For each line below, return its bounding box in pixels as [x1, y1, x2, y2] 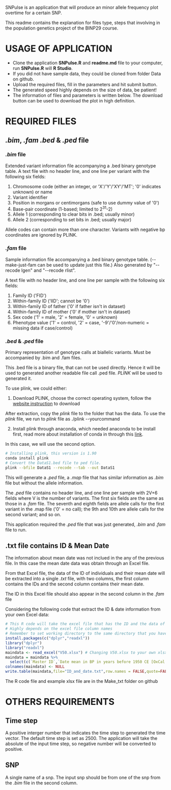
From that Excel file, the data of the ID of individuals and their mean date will [5, 570, 165, 576]
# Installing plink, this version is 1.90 [5, 451, 97, 456]
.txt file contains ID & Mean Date [5, 541, 109, 550]
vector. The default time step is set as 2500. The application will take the [5, 735, 158, 741]
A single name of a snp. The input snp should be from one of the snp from [5, 774, 161, 780]
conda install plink [5, 455, 49, 461]
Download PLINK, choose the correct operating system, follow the [12, 395, 152, 401]
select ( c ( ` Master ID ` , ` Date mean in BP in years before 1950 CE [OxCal [10, 659, 165, 665]
